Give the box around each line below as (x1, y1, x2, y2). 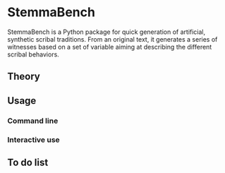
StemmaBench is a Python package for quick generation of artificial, (7, 28, 206, 36)
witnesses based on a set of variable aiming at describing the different (7, 42, 212, 51)
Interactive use (7, 135, 60, 145)
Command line (7, 116, 59, 126)
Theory (7, 71, 41, 83)
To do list (7, 156, 49, 168)
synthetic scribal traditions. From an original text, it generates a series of (7, 35, 218, 43)
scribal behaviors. (7, 50, 60, 59)
